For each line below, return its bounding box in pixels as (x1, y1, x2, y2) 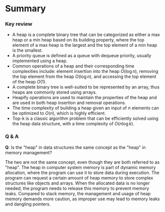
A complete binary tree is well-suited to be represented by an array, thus (12, 84, 160, 90)
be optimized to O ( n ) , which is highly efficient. (12, 110, 106, 116)
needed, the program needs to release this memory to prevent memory (5, 185, 149, 191)
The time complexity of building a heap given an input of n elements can (12, 105, 159, 111)
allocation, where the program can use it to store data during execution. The (5, 170, 160, 176)
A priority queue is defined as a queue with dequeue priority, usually (12, 53, 152, 59)
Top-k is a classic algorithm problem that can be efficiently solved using (12, 115, 159, 121)
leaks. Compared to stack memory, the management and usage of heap (5, 190, 151, 196)
